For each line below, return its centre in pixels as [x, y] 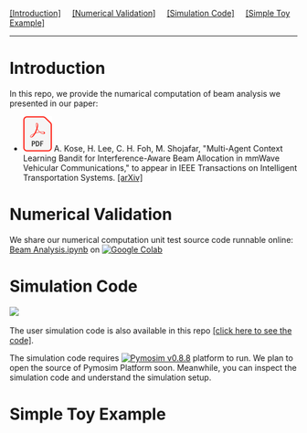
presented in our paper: [54, 103]
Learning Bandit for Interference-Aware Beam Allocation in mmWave [151, 158]
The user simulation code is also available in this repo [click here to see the [151, 330]
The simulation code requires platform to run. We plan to [152, 358]
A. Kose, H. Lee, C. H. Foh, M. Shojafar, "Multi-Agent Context [168, 148]
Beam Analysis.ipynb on [55, 249]
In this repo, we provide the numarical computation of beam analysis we [145, 93]
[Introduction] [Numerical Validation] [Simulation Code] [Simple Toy [150, 13]
